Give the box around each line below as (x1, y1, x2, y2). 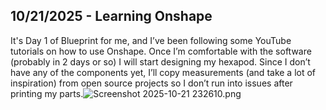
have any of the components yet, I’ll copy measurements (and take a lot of (10, 66, 317, 78)
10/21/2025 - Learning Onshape (10, 8, 213, 25)
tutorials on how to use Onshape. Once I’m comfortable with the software (10, 45, 312, 57)
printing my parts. (10, 87, 84, 99)
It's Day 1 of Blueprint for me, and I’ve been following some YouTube (10, 34, 292, 46)
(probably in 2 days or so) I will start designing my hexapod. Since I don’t (10, 55, 311, 68)
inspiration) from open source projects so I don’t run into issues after (10, 77, 293, 89)
